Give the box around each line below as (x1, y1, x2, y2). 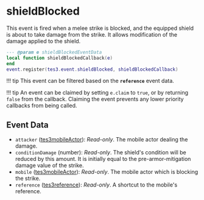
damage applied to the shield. (6, 37, 81, 45)
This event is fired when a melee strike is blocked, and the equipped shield (6, 24, 194, 32)
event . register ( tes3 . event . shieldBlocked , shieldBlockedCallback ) (6, 66, 178, 73)
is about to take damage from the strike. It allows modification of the (6, 30, 178, 38)
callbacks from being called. (6, 102, 77, 109)
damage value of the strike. (15, 162, 84, 169)
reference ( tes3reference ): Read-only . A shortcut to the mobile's (15, 181, 178, 188)
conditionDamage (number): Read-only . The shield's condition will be (15, 149, 187, 156)
